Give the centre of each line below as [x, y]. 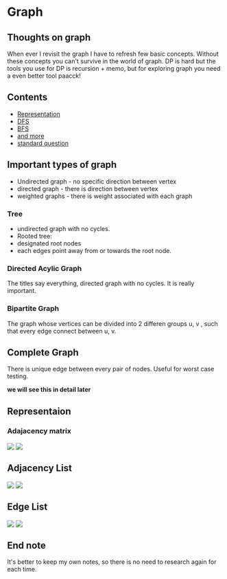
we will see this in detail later [49, 390]
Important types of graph [62, 165]
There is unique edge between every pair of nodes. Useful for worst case [111, 369]
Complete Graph [43, 352]
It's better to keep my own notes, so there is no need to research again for [112, 562]
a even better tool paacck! [44, 76]
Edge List [27, 506]
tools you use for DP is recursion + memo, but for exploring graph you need [114, 68]
